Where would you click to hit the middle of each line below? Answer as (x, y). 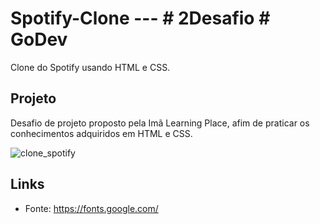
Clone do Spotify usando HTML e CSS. (90, 67)
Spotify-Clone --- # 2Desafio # (140, 18)
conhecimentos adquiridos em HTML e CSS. (101, 133)
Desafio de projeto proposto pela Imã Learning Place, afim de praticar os (160, 123)
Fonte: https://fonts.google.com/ (91, 208)
